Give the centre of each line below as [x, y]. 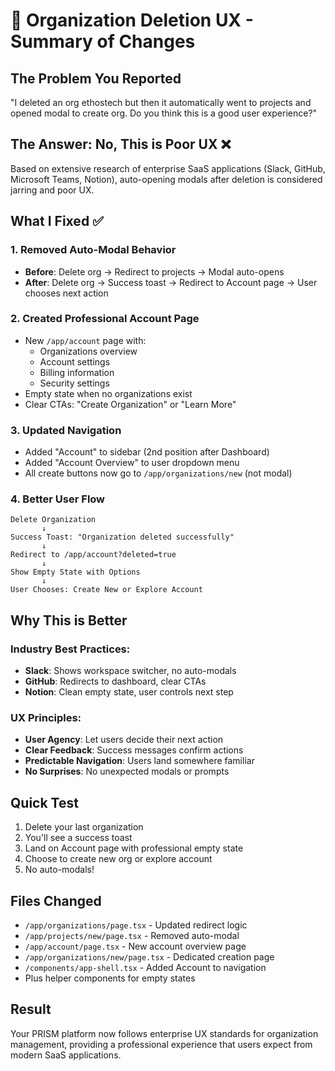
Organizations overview [88, 351]
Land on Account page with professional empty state [134, 848]
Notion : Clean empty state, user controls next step [129, 692]
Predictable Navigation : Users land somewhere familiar [139, 761]
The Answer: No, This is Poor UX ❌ [121, 144]
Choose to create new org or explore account [118, 859]
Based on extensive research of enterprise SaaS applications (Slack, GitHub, [168, 168]
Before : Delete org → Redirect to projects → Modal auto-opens [154, 271]
